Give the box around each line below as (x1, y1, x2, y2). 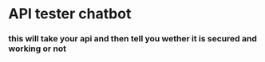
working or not (8, 43, 66, 54)
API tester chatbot (8, 5, 132, 23)
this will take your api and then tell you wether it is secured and (8, 33, 257, 45)
